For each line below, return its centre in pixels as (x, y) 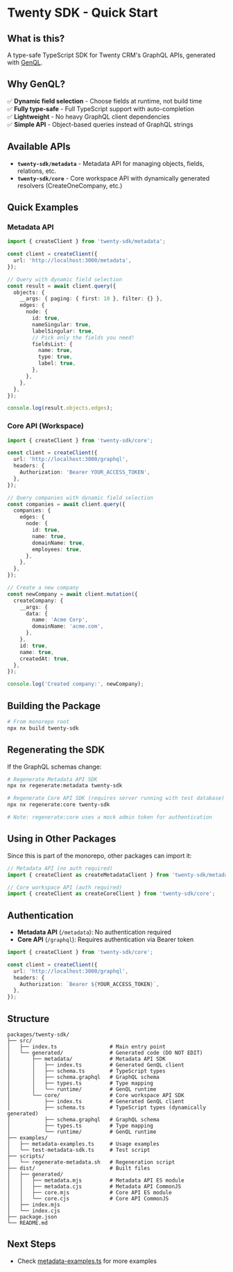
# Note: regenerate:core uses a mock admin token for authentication (110, 817)
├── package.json (32, 1217)
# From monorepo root (38, 722)
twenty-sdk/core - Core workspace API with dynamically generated (113, 178)
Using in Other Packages (62, 839)
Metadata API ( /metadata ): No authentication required (94, 932)
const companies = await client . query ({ (67, 504)
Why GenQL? (36, 84)
